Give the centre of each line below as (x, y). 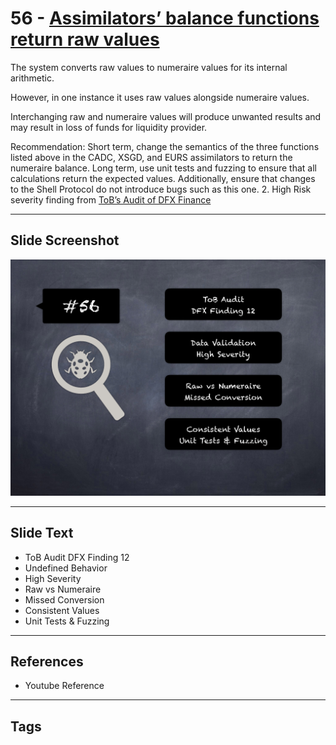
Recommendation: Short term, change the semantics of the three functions (165, 146)
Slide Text (42, 533)
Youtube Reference (64, 686)
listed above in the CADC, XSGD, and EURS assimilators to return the (151, 157)
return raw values (85, 39)
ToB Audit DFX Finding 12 (77, 557)
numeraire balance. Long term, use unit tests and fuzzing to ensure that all (163, 168)
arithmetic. (32, 78)
